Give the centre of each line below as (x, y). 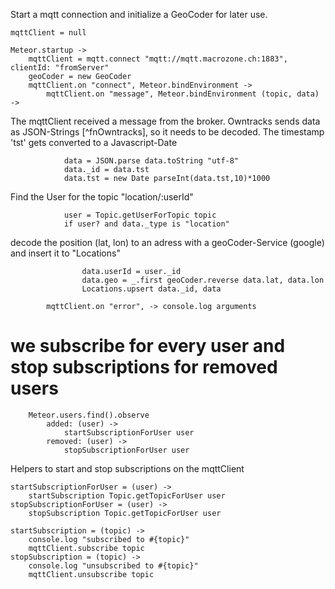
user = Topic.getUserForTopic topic (140, 215)
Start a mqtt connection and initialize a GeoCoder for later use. (139, 14)
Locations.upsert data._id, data (151, 289)
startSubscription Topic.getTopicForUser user (127, 495)
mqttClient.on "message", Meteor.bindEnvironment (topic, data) (183, 94)
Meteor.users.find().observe (89, 415)
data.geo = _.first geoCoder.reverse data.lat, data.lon (203, 280)
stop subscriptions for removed (144, 367)
